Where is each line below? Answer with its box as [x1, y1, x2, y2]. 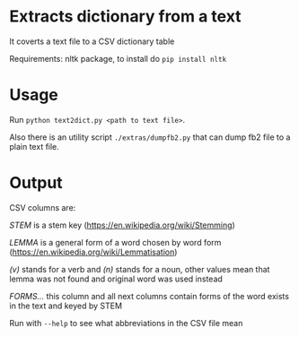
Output [9, 173, 63, 194]
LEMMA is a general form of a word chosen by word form [9, 237, 222, 247]
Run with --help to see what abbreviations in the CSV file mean [9, 317, 243, 328]
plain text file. [9, 141, 60, 151]
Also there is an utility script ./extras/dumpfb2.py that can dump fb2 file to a [9, 132, 291, 143]
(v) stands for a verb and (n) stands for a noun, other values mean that [9, 264, 270, 274]
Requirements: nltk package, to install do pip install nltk [9, 53, 227, 64]
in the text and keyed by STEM [9, 300, 123, 311]
